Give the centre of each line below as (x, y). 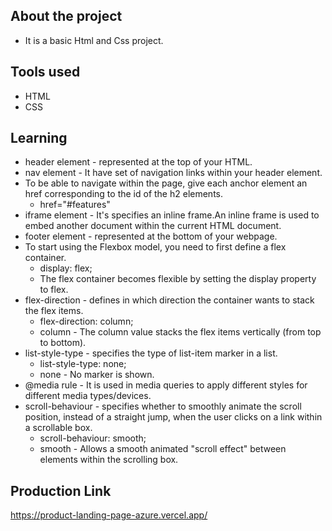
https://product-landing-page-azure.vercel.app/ (109, 515)
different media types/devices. (88, 396)
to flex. (54, 290)
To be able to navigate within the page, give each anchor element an (166, 183)
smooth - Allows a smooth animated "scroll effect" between (163, 449)
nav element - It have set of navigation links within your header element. (173, 173)
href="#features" (75, 205)
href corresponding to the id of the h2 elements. (123, 194)
